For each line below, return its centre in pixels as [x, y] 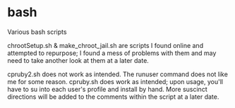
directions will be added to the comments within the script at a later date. [113, 97]
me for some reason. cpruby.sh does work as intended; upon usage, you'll [115, 81]
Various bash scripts [37, 32]
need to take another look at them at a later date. [78, 60]
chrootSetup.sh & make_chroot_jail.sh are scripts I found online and [105, 45]
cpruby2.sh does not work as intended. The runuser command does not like [117, 74]
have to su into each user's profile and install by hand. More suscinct [107, 89]
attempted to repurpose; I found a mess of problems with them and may [112, 53]
